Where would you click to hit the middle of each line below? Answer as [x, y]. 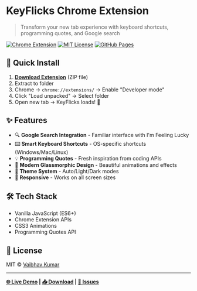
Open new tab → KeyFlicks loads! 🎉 [57, 102]
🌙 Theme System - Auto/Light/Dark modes [67, 171]
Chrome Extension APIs [43, 220]
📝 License [24, 250]
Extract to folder [34, 83]
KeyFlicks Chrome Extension [78, 11]
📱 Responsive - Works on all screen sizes [65, 177]
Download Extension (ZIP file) [51, 77]
